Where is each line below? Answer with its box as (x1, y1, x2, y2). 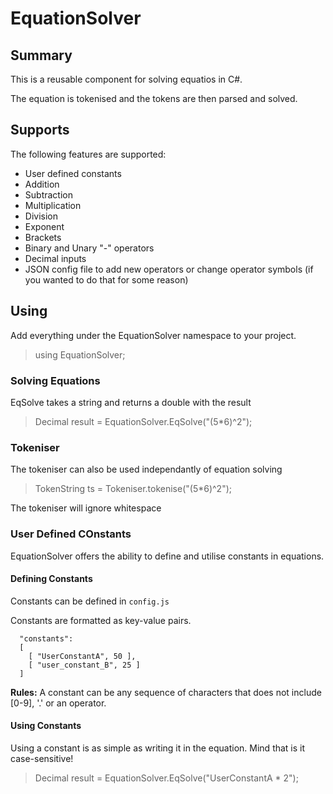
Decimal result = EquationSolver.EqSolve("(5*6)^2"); (34, 415, 253, 427)
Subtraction (24, 188, 73, 201)
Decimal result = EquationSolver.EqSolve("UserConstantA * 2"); (34, 772, 299, 784)
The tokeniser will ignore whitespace (10, 502, 162, 514)
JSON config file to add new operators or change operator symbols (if (24, 263, 314, 275)
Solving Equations (10, 373, 101, 387)
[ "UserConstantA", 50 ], (28, 651, 137, 661)
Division (24, 210, 58, 222)
